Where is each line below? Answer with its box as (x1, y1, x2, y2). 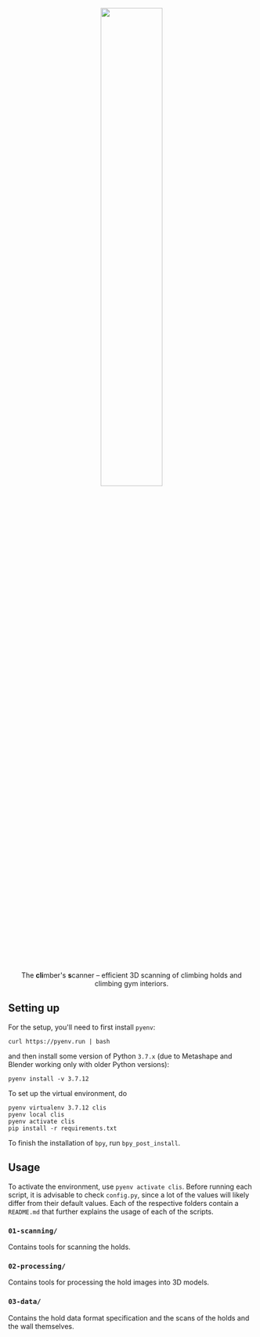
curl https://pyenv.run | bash (8, 1037, 110, 1045)
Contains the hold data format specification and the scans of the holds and (8, 1313, 250, 1322)
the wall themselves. (8, 1321, 74, 1331)
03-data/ (8, 1297, 42, 1306)
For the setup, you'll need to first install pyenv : (8, 1022, 156, 1032)
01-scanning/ (8, 1226, 58, 1235)
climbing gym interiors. (94, 979, 169, 988)
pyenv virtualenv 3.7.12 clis (8, 1103, 107, 1112)
